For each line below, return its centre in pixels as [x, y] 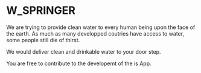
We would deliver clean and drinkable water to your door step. [84, 51]
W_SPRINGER [41, 11]
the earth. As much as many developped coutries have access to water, [95, 33]
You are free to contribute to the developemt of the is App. [79, 63]
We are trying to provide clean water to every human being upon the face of [101, 27]
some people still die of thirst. [43, 40]
